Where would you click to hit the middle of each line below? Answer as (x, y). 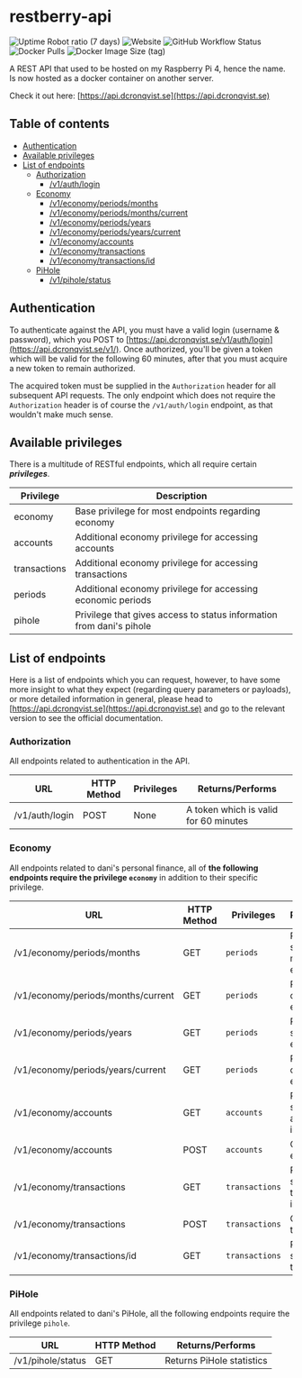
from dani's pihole (113, 626)
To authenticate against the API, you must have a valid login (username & (145, 330)
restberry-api (61, 17)
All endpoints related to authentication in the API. (100, 761)
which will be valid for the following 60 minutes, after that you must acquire (148, 359)
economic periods (113, 600)
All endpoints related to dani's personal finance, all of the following (134, 868)
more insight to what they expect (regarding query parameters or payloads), (150, 689)
